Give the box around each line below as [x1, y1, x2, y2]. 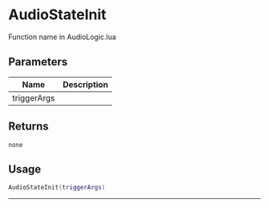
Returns [8, 120, 50, 133]
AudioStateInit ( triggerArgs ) [8, 184, 106, 192]
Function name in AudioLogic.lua [8, 32, 117, 42]
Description [62, 78, 109, 90]
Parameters [8, 55, 68, 69]
